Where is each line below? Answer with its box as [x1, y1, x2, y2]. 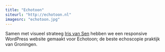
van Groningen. [5, 41, 38, 47]
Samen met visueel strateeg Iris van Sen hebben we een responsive [5, 31, 147, 37]
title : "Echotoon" [5, 7, 44, 13]
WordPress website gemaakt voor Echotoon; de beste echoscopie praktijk [5, 36, 160, 42]
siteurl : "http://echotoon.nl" [5, 12, 72, 17]
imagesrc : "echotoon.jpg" [5, 17, 60, 22]
